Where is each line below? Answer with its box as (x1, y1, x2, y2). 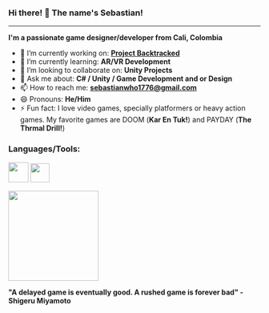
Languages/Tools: (8, 143, 81, 154)
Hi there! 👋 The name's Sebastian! (8, 7, 143, 18)
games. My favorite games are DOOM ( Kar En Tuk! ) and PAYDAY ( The (19, 115, 252, 125)
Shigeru (8, 295, 36, 305)
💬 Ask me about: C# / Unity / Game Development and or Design (19, 74, 233, 83)
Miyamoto (36, 295, 71, 305)
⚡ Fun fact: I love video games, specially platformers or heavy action (19, 103, 246, 113)
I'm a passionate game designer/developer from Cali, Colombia (8, 33, 223, 42)
